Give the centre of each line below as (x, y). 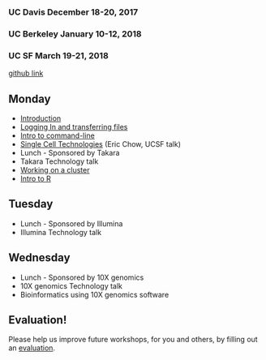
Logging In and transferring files (74, 126)
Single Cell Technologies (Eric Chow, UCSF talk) (100, 144)
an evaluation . (32, 348)
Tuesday (31, 204)
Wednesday (39, 258)
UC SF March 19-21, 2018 (59, 55)
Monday (30, 99)
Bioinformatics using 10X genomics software (94, 294)
